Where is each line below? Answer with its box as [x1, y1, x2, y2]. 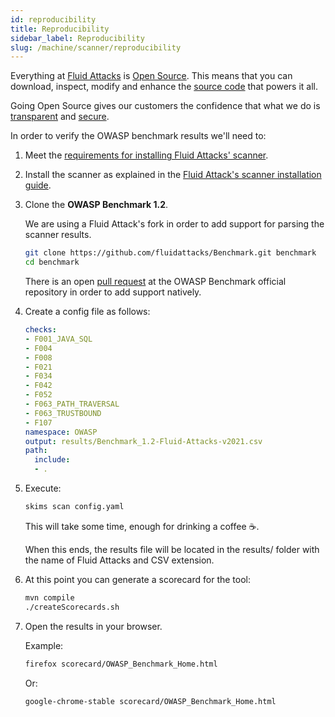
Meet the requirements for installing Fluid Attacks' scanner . [24, 149, 269, 161]
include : [34, 455, 71, 465]
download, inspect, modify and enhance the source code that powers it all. [10, 81, 319, 93]
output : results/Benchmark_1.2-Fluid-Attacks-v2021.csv [24, 436, 263, 446]
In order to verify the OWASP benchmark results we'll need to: [10, 130, 267, 142]
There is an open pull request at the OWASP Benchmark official [24, 276, 287, 287]
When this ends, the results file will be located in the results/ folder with [24, 543, 320, 555]
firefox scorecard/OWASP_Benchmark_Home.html [24, 659, 218, 669]
